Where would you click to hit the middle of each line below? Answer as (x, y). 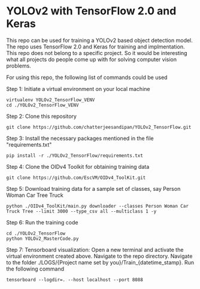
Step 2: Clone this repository (41, 116)
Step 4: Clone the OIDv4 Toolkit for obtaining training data (78, 166)
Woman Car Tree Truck (35, 195)
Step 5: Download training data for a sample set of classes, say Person (93, 188)
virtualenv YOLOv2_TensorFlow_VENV (51, 100)
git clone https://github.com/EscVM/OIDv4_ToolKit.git (76, 178)
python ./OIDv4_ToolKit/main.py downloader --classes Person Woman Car (97, 206)
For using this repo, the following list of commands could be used (87, 77)
